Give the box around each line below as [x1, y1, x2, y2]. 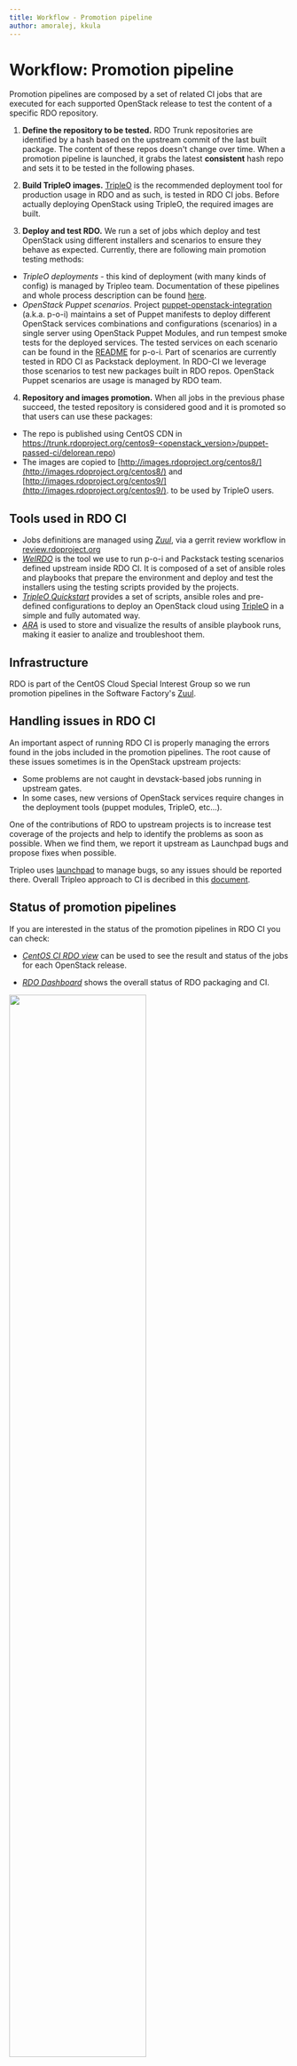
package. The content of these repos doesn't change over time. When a [21, 144, 285, 155]
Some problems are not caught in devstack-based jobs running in [21, 773, 262, 784]
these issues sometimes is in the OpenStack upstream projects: [9, 756, 242, 767]
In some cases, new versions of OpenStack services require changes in [21, 792, 285, 803]
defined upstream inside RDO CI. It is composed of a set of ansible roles [21, 563, 286, 574]
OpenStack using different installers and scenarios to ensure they [21, 235, 262, 245]
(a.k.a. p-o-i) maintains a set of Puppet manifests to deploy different [21, 309, 271, 320]
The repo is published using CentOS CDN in [21, 429, 183, 439]
